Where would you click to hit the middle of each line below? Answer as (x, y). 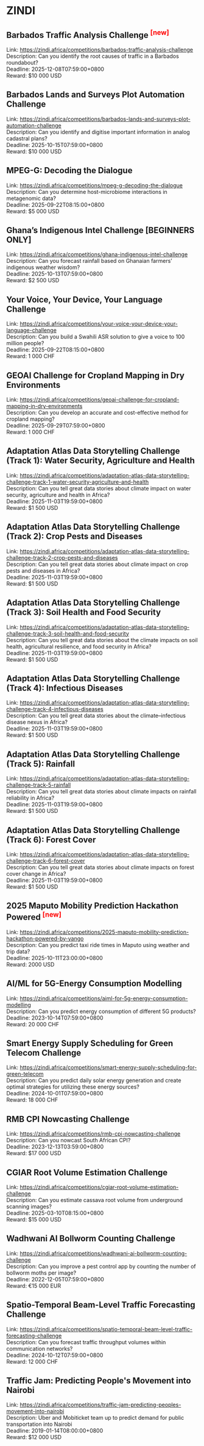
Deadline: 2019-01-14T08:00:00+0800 (55, 1431)
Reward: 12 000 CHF (32, 1361)
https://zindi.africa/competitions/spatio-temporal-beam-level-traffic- (106, 1329)
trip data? (18, 951)
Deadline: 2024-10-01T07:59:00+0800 (55, 1093)
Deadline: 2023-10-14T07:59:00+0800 (55, 1018)
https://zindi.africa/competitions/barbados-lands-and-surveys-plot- (105, 119)
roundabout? (22, 63)
